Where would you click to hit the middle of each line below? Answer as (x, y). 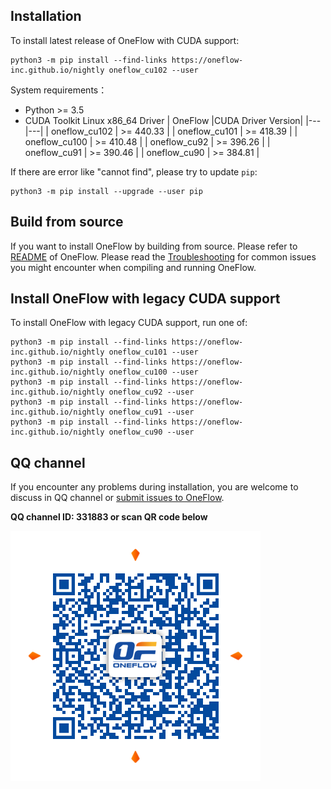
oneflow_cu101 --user (153, 352)
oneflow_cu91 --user (151, 412)
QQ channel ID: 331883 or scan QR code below (109, 517)
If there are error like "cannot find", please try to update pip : (134, 171)
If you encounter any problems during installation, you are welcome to (154, 487)
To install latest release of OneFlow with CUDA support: (125, 40)
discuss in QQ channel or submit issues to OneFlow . (117, 498)
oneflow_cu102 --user (153, 70)
